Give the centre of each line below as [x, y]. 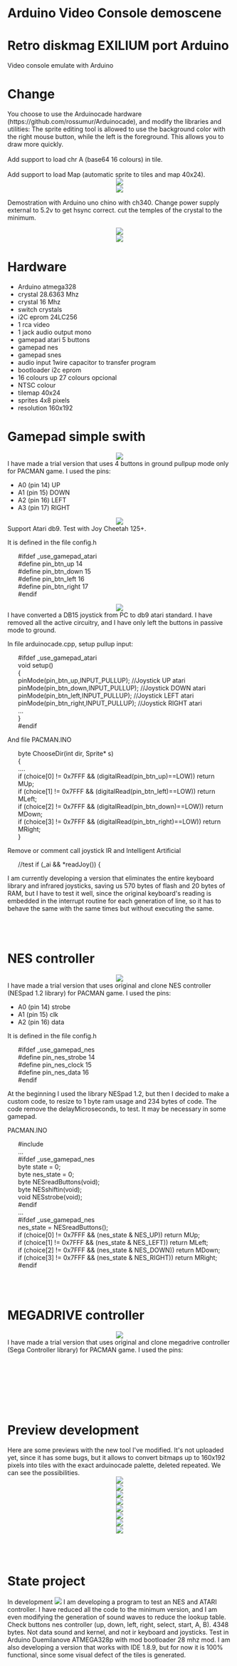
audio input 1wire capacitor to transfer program [87, 362]
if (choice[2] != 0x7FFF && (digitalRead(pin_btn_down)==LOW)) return [120, 806]
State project [46, 1581]
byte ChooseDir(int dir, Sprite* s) [65, 753]
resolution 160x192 [45, 408]
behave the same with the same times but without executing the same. [111, 908]
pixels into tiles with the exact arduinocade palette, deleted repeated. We [114, 1465]
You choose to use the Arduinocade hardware [75, 114]
